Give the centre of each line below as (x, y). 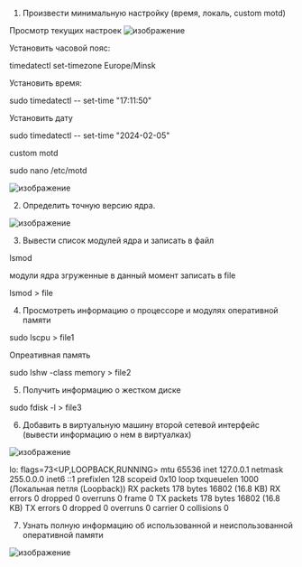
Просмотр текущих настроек (65, 30)
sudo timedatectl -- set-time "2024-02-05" (90, 135)
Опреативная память (50, 355)
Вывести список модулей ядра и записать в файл (118, 240)
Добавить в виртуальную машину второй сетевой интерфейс (141, 425)
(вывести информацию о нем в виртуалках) (107, 434)
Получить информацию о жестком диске (102, 390)
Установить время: (46, 83)
